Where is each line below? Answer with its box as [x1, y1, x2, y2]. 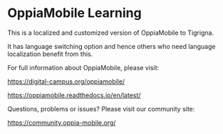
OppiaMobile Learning [7, 5, 142, 21]
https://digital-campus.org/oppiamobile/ [7, 77, 125, 86]
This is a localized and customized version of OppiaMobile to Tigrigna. [7, 28, 214, 37]
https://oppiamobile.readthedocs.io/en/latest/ [7, 91, 141, 99]
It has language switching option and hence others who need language [7, 42, 216, 50]
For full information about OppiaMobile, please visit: [7, 63, 160, 72]
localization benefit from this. [7, 50, 93, 58]
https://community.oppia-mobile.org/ [7, 118, 116, 127]
